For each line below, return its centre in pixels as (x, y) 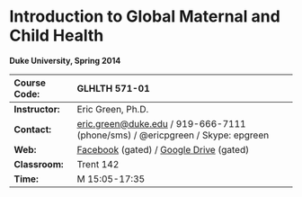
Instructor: (37, 109)
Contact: (33, 130)
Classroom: (39, 164)
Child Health (57, 36)
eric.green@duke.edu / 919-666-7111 (161, 123)
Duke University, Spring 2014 (65, 60)
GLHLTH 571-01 (113, 88)
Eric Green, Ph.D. (113, 109)
